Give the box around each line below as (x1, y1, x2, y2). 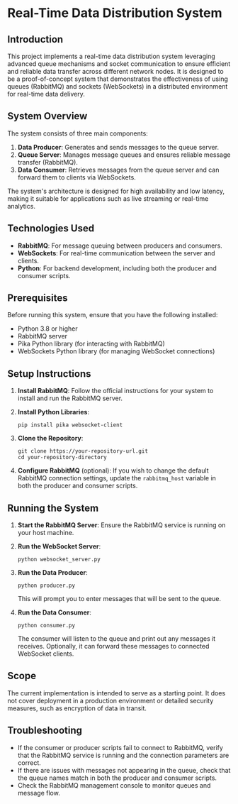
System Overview (7, 110, 88, 122)
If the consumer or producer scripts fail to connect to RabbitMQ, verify (17, 743, 223, 751)
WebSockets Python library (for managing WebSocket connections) (17, 347, 215, 356)
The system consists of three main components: (7, 129, 149, 138)
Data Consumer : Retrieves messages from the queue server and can (17, 165, 220, 174)
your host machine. (17, 529, 74, 537)
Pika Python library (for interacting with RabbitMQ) (17, 339, 165, 348)
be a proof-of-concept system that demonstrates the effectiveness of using (7, 75, 229, 83)
